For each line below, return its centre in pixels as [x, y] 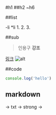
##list [11, 17]
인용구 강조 [29, 48]
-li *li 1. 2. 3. [18, 27]
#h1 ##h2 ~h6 [20, 7]
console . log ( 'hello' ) [29, 79]
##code [14, 69]
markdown [23, 94]
